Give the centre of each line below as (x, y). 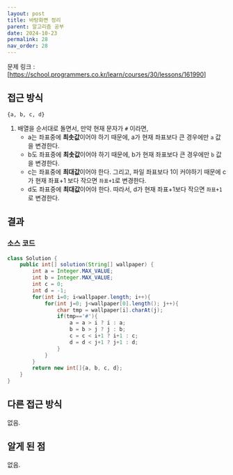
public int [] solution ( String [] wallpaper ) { (87, 265)
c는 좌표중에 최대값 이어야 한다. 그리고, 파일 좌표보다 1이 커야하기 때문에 (124, 172)
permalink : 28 (28, 40)
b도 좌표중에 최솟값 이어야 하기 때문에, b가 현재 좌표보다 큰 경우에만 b (121, 154)
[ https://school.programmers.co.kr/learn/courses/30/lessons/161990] (107, 74)
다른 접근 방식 (35, 404)
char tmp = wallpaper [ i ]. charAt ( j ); (110, 310)
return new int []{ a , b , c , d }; (78, 368)
